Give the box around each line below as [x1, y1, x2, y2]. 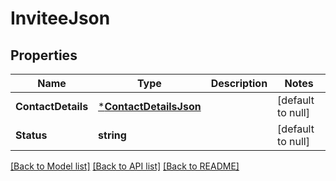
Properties [10, 47, 78, 64]
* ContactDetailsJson [98, 100, 202, 113]
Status [15, 128, 48, 142]
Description [210, 77, 268, 90]
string [98, 128, 127, 142]
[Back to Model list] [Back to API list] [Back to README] [10, 160, 240, 172]
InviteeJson [10, 7, 111, 30]
